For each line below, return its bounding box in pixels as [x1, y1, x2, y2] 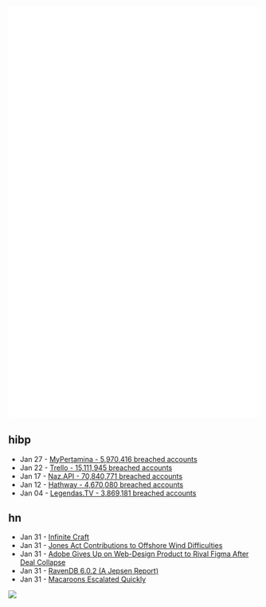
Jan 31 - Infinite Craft [19, 532, 89, 542]
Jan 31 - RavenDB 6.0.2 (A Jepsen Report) [19, 566, 159, 576]
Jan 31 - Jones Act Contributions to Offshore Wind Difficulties [19, 541, 223, 550]
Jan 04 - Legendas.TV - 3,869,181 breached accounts [19, 488, 197, 498]
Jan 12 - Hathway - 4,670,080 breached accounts [19, 480, 184, 489]
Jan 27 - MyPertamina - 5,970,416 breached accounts [19, 454, 198, 464]
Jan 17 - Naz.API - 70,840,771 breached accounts [19, 471, 183, 480]
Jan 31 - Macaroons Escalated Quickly [19, 574, 146, 584]
